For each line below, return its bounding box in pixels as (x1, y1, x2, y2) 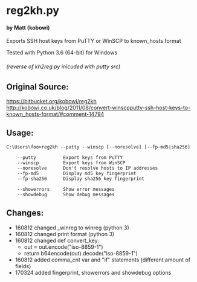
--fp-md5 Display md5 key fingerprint (17, 170, 137, 176)
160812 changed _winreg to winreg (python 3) (15, 224, 130, 231)
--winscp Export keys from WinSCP (17, 159, 126, 166)
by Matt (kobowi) (6, 24, 50, 31)
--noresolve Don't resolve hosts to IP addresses (17, 165, 158, 171)
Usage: (6, 128, 34, 138)
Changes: (6, 208, 44, 218)
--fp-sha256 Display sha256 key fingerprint (17, 176, 145, 182)
